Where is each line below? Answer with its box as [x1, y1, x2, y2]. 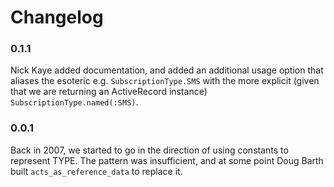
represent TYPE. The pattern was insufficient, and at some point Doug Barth [10, 154, 324, 166]
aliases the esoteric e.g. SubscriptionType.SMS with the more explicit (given [10, 75, 320, 87]
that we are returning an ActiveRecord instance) [10, 86, 208, 98]
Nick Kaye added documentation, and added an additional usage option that [10, 64, 324, 76]
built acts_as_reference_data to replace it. [10, 165, 183, 177]
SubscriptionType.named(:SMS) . [10, 96, 139, 108]
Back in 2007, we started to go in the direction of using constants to [10, 144, 289, 156]
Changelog [10, 6, 104, 29]
